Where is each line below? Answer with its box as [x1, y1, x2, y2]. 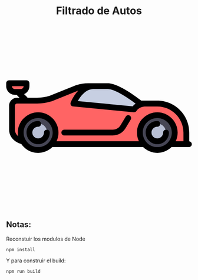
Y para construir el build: [6, 257, 66, 264]
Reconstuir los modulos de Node [6, 235, 85, 242]
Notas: [6, 219, 31, 230]
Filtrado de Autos [55, 4, 143, 18]
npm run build [6, 268, 41, 274]
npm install [6, 246, 35, 252]
